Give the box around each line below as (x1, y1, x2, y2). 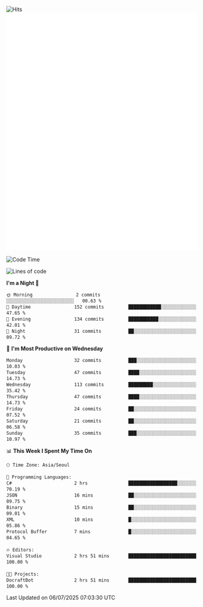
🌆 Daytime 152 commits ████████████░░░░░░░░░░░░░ (6, 304, 197, 310)
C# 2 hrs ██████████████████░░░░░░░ (6, 480, 197, 486)
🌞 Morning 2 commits (6, 292, 101, 298)
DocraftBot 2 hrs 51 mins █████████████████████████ (6, 577, 197, 583)
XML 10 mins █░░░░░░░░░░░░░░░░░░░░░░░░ (6, 517, 197, 523)
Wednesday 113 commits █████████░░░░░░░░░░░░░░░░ (6, 382, 197, 388)
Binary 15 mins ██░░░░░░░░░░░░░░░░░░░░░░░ (6, 505, 197, 511)
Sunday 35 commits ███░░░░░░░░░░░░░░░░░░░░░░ (6, 431, 197, 437)
